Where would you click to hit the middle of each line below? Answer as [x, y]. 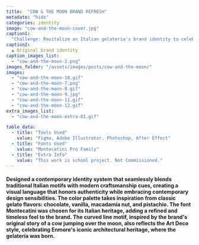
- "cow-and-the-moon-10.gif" [47, 78]
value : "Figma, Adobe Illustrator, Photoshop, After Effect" [94, 138]
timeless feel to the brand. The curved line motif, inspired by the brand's [97, 217]
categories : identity [33, 23]
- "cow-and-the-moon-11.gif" [47, 100]
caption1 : [18, 34]
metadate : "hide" [28, 17]
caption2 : [18, 45]
